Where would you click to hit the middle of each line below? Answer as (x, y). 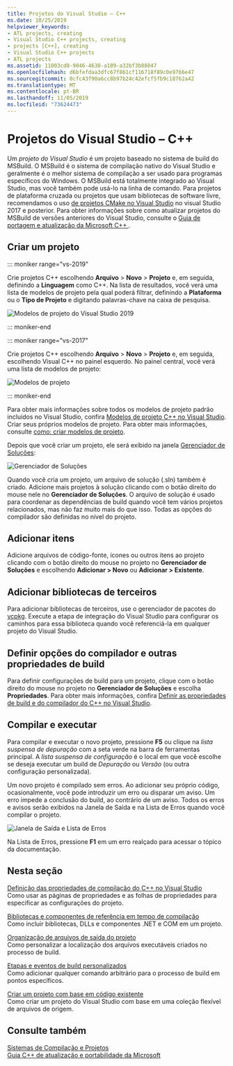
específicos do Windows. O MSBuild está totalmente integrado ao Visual (111, 180)
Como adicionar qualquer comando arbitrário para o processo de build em (114, 973)
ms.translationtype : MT (42, 85)
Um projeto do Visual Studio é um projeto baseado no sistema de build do (113, 158)
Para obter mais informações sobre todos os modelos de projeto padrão (111, 409)
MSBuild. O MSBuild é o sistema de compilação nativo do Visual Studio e (111, 165)
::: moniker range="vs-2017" (48, 340)
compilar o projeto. (34, 815)
